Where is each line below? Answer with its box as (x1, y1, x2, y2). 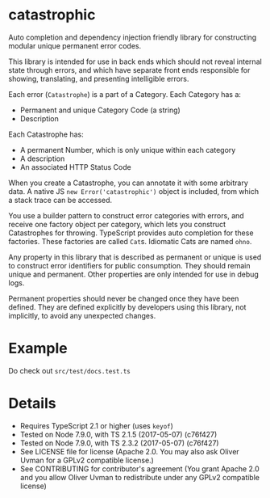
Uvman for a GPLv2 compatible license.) (19, 455, 155, 465)
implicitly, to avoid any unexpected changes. (8, 310, 156, 320)
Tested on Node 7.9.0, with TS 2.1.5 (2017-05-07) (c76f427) (19, 429, 218, 439)
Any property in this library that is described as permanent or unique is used (8, 252, 262, 262)
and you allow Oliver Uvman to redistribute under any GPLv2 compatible (19, 472, 260, 482)
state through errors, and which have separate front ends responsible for (8, 65, 251, 74)
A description (19, 154, 65, 163)
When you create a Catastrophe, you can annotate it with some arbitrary (8, 178, 248, 188)
